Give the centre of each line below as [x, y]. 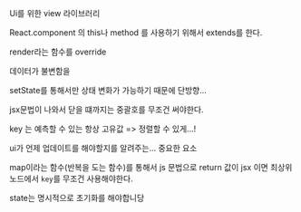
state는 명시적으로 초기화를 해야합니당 [77, 198]
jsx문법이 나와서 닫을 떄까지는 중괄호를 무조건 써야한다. [107, 110]
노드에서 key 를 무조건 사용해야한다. [71, 178]
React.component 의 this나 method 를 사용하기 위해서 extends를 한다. [136, 33]
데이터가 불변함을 [40, 71]
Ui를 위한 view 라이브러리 [55, 13]
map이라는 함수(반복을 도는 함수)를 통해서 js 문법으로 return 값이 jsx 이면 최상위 [151, 167]
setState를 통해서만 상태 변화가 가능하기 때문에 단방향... [108, 90]
